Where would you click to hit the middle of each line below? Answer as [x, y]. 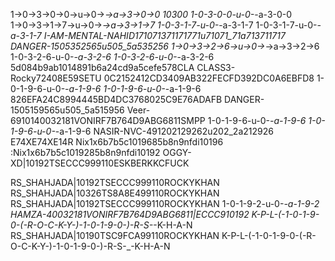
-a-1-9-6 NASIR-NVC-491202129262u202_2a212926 [164, 131]
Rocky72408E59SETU [56, 78]
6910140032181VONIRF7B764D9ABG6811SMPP [108, 120]
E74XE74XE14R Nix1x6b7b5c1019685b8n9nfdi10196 [117, 142]
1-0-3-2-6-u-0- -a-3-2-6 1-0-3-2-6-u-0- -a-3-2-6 [112, 57]
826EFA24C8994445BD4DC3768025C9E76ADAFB [116, 99]
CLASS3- [216, 67]
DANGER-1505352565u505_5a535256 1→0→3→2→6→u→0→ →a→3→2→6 [165, 46]
